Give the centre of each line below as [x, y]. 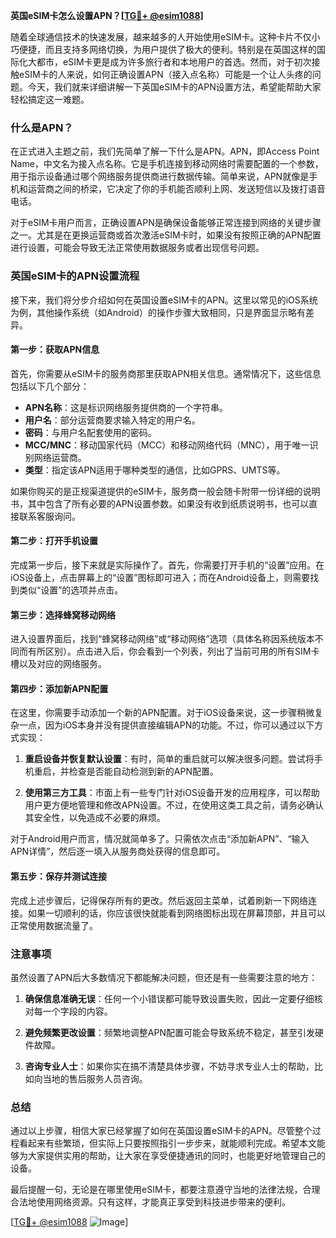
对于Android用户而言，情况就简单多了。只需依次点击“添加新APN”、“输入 [160, 839]
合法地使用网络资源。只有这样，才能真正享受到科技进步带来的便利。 [150, 1202]
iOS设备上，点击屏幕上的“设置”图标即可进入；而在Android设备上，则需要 [160, 577]
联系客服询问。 [49, 516]
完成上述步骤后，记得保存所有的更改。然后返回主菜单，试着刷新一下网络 [159, 900]
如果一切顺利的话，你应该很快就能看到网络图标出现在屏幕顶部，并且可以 [176, 913]
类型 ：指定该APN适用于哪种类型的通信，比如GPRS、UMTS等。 [155, 470]
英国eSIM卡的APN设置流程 [75, 276]
